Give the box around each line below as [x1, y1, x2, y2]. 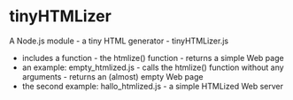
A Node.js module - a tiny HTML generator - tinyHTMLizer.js [9, 35, 228, 46]
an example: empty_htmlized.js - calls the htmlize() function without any [21, 62, 285, 73]
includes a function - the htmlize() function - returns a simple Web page [21, 52, 285, 63]
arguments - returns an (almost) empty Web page [21, 71, 204, 81]
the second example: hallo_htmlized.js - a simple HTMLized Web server [21, 81, 283, 91]
